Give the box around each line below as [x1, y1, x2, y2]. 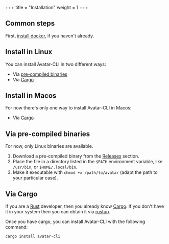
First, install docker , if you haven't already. [5, 33, 94, 39]
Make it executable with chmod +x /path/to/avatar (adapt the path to [12, 169, 158, 175]
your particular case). [12, 175, 58, 181]
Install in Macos [5, 92, 57, 100]
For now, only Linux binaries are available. [5, 143, 93, 149]
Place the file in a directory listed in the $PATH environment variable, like [12, 159, 163, 165]
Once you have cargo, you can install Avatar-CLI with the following [5, 218, 146, 225]
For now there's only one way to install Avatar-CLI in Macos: [5, 105, 132, 111]
